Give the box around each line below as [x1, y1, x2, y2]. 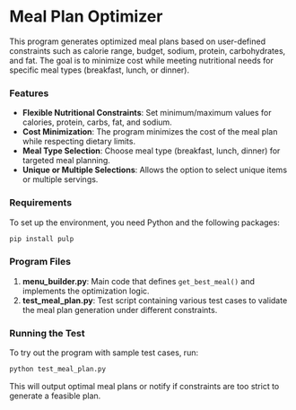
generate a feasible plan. [9, 390, 101, 401]
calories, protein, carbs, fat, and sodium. [22, 117, 172, 127]
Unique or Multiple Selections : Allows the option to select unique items [22, 164, 288, 176]
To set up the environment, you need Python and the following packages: [9, 217, 280, 228]
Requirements [9, 196, 73, 209]
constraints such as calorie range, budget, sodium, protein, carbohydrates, [9, 45, 286, 56]
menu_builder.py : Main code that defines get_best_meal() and [22, 275, 256, 286]
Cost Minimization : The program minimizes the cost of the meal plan [22, 126, 278, 137]
